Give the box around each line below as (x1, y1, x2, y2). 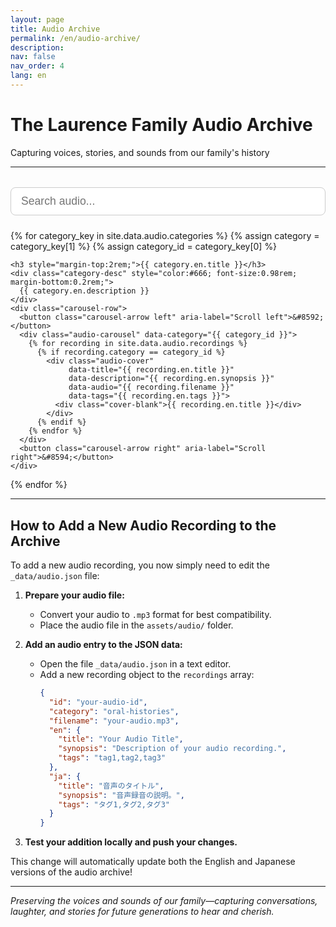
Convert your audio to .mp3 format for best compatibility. (39, 609, 272, 620)
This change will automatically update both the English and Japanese (10, 856, 296, 868)
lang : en (10, 71, 47, 81)
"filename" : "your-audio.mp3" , (48, 716, 180, 726)
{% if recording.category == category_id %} (36, 347, 226, 358)
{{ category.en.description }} (19, 286, 150, 296)
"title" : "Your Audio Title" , (58, 734, 184, 745)
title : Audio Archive (10, 24, 101, 34)
